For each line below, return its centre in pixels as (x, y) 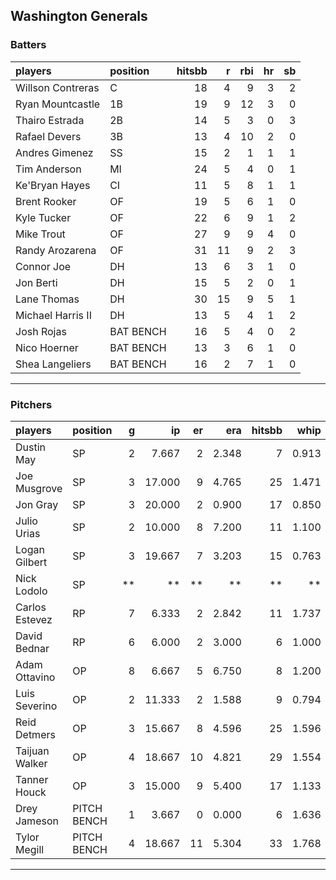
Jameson (37, 821)
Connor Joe (43, 266)
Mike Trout (40, 234)
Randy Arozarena (56, 250)
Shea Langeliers (53, 364)
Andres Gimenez (54, 152)
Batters (28, 45)
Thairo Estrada (50, 120)
